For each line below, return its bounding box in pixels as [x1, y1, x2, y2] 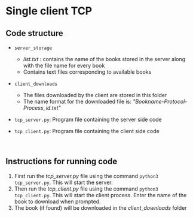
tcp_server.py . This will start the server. [14, 179, 113, 186]
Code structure [5, 28, 63, 38]
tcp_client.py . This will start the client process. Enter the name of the [14, 191, 187, 198]
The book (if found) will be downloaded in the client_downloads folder [14, 204, 187, 211]
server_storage [14, 45, 53, 51]
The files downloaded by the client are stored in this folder [23, 92, 167, 98]
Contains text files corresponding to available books [23, 68, 152, 76]
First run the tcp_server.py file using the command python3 [14, 172, 159, 179]
